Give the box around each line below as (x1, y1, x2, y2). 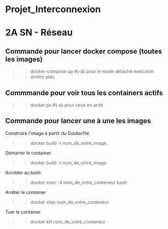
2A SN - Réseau (5, 27, 73, 39)
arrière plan (30, 74, 55, 80)
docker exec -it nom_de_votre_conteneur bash (30, 179, 127, 185)
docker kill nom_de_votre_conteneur (30, 218, 106, 224)
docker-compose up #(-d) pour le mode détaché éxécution (30, 69, 154, 75)
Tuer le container (5, 209, 41, 215)
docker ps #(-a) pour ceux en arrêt (30, 102, 104, 108)
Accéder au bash (5, 169, 42, 176)
